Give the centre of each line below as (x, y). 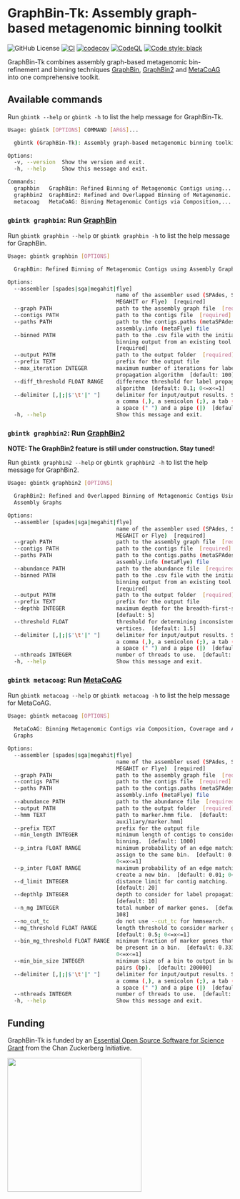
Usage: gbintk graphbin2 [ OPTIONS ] (60, 483)
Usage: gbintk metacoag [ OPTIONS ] (59, 716)
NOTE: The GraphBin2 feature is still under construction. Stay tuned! (111, 448)
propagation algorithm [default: (167, 375)
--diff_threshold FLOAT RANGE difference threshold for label (113, 381)
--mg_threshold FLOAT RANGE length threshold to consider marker (121, 928)
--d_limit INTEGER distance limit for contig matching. (121, 881)
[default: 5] (135, 616)
